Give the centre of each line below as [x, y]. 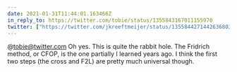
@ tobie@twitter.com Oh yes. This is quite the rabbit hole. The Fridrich [109, 47]
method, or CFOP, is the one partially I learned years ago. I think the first [112, 54]
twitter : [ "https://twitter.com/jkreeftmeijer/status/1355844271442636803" [121, 27]
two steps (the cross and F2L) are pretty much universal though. [101, 62]
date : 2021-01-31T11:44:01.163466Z [60, 14]
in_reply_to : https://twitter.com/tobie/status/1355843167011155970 [110, 20]
